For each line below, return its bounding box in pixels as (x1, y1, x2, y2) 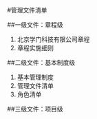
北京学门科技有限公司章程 (17, 35, 90, 43)
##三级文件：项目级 (7, 105, 63, 113)
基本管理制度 (17, 73, 54, 81)
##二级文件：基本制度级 (7, 58, 76, 67)
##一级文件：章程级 (7, 21, 63, 29)
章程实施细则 (17, 44, 54, 52)
